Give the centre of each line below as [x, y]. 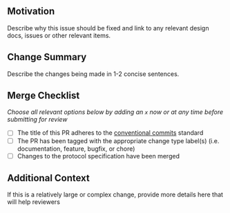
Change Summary [47, 57]
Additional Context [48, 178]
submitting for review [37, 120]
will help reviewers [34, 202]
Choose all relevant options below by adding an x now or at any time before [115, 112]
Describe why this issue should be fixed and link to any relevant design [108, 28]
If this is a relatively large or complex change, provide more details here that [115, 195]
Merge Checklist [44, 96]
